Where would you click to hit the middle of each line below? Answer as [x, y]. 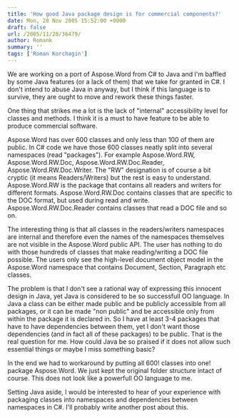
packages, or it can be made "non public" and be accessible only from [111, 311]
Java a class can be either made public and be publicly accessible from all [117, 303]
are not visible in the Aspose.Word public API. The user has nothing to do [115, 244]
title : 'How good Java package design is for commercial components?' [115, 14]
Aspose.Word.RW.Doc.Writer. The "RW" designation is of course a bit [109, 170]
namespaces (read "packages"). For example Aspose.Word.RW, [101, 155]
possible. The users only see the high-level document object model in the [115, 259]
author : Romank [30, 41]
